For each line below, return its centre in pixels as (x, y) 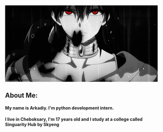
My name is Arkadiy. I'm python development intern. (60, 108)
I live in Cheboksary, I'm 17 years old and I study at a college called (74, 119)
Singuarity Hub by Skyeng (32, 124)
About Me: (21, 96)
